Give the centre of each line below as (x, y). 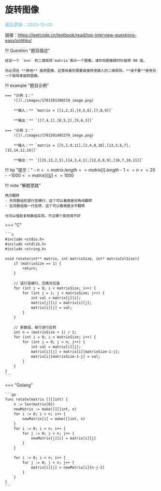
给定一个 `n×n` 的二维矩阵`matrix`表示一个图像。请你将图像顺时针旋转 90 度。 (76, 61)
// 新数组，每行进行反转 (35, 327)
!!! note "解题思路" (23, 185)
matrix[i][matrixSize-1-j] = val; (66, 356)
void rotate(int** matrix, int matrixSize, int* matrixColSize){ (72, 259)
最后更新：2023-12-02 (29, 25)
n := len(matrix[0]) (34, 404)
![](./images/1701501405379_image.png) (54, 135)
